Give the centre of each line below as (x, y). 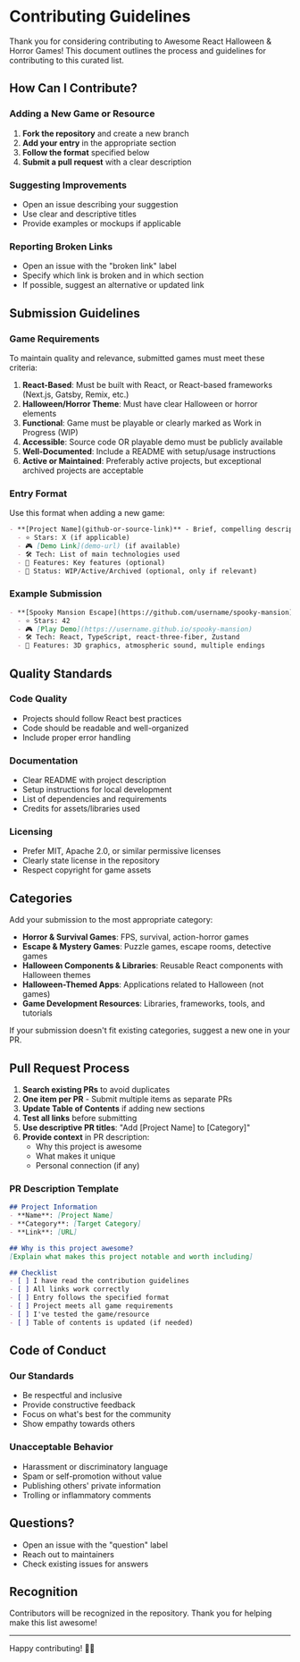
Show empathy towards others (79, 1424)
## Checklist (33, 1273)
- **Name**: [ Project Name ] (62, 1216)
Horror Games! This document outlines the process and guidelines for (137, 50)
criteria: (24, 367)
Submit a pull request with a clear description (107, 162)
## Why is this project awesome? (71, 1248)
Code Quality (38, 699)
